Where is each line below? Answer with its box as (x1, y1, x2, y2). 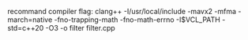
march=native (7, 15, 53, 24)
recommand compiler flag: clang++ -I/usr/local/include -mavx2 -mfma (7, 7, 237, 16)
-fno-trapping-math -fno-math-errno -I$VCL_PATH (54, 15, 220, 24)
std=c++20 (7, 24, 44, 32)
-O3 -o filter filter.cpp (45, 24, 115, 32)
